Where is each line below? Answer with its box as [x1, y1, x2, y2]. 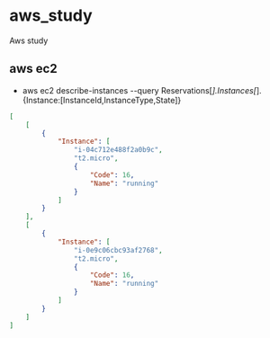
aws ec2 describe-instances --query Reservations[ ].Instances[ [22, 84, 256, 95]
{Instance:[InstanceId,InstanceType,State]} [22, 94, 182, 105]
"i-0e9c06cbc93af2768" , [73, 245, 164, 254]
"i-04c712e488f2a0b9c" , [73, 146, 164, 155]
